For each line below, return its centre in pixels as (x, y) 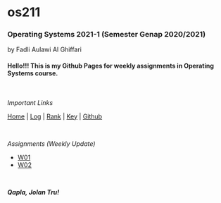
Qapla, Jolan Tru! (33, 192)
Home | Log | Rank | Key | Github (55, 116)
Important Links (30, 102)
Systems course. (33, 73)
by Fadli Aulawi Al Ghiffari (45, 49)
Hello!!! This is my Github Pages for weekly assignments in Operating (111, 66)
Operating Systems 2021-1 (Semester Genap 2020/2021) (107, 35)
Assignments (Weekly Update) (51, 143)
